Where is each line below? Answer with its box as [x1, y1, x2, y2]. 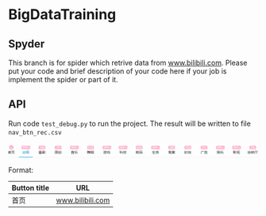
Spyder [8, 37, 45, 51]
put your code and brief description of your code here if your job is [8, 66, 227, 76]
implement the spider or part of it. [8, 75, 118, 84]
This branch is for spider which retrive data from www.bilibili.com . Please [8, 58, 248, 67]
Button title [11, 183, 50, 192]
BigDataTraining [8, 6, 117, 24]
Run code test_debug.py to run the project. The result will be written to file [8, 119, 252, 128]
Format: [8, 165, 34, 175]
